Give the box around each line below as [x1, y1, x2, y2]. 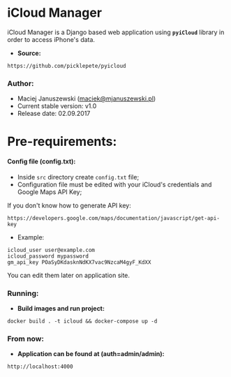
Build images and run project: [17, 304, 105, 312]
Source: [17, 49, 41, 57]
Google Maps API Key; [17, 187, 82, 196]
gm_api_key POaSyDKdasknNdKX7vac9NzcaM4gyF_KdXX [7, 258, 151, 266]
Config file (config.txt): [7, 157, 76, 165]
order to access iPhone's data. [7, 35, 96, 43]
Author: [7, 78, 34, 88]
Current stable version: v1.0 [17, 102, 97, 110]
